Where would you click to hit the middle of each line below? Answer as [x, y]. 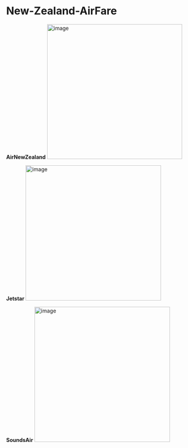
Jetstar [15, 298]
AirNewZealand [26, 157]
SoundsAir [20, 440]
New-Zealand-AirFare [62, 11]
